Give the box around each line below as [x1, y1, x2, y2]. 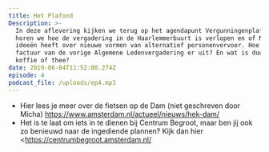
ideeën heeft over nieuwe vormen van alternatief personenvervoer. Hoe [15, 42, 260, 50]
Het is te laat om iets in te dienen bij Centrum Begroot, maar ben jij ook [19, 118, 253, 127]
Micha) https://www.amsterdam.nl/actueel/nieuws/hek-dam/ [19, 109, 220, 118]
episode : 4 [8, 71, 45, 79]
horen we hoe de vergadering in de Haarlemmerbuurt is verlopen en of [15, 34, 256, 42]
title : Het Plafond [8, 11, 74, 20]
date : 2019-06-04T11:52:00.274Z [8, 64, 116, 72]
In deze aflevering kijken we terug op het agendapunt [15, 26, 203, 34]
